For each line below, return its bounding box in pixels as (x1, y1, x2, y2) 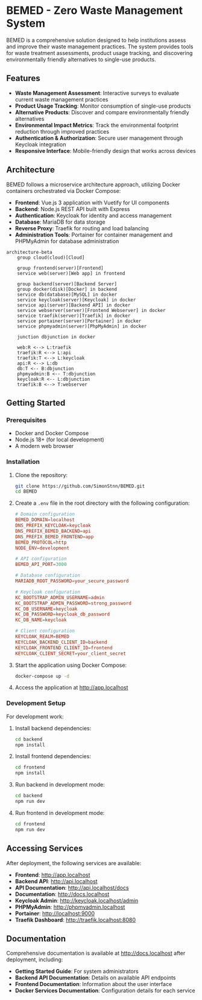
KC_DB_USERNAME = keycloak (14, 606, 78, 612)
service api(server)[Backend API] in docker (17, 302, 131, 308)
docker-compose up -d (14, 673, 69, 679)
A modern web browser (14, 443, 74, 450)
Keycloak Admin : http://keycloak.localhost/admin (14, 897, 139, 904)
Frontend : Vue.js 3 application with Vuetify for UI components (14, 199, 170, 206)
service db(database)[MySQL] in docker (17, 291, 118, 297)
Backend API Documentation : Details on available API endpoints (14, 974, 176, 981)
